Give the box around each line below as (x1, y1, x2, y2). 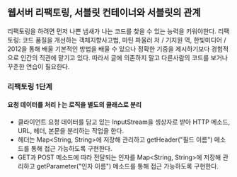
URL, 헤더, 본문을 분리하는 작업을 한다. (17, 126, 125, 135)
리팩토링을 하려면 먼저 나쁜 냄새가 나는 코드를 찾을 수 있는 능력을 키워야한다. (7, 27, 217, 35)
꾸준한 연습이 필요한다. (7, 62, 70, 71)
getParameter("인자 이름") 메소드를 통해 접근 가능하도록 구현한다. (36, 161, 219, 170)
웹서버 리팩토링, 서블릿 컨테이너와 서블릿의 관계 (7, 6, 201, 19)
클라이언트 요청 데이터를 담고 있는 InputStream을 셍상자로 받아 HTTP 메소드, (17, 118, 231, 126)
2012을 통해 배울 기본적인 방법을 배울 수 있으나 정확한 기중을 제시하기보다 (7, 45, 210, 53)
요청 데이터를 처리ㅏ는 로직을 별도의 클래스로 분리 (7, 101, 142, 109)
